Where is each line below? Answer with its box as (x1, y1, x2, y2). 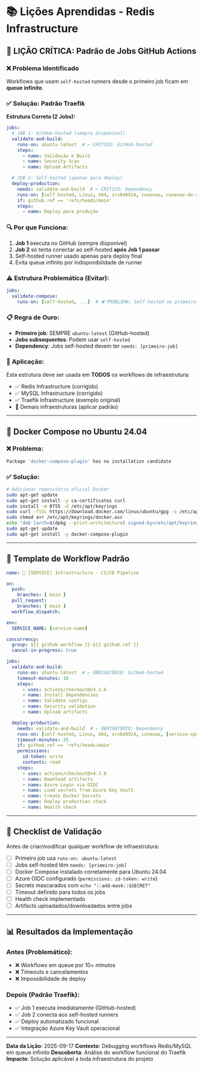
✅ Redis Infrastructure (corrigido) (14, 383, 98, 390)
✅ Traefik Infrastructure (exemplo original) (14, 397, 121, 404)
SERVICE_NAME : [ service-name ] (11, 625, 88, 631)
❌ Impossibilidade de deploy (14, 975, 86, 982)
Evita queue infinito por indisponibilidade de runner (14, 258, 143, 266)
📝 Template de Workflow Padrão (6, 554, 130, 564)
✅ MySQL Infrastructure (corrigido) (14, 389, 103, 397)
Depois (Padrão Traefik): (6, 990, 80, 998)
